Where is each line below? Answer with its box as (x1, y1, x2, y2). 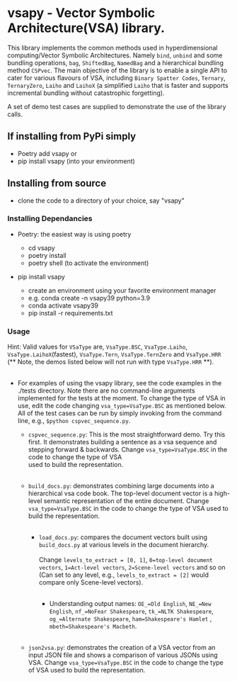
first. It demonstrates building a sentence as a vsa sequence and (28, 438, 217, 446)
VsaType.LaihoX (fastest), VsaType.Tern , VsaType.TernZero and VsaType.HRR (7, 350, 221, 359)
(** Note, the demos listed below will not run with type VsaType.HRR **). (7, 358, 214, 366)
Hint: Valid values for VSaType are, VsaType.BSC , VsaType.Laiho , (7, 342, 187, 351)
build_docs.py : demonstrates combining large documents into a (28, 482, 214, 490)
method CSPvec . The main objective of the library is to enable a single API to (7, 66, 228, 74)
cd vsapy (28, 243, 55, 252)
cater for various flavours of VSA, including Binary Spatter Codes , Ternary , (7, 73, 226, 82)
